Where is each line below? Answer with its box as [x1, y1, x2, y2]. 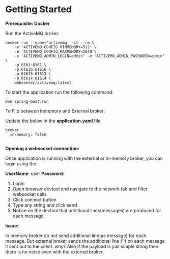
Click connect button [12, 196, 57, 203]
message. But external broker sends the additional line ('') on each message [5, 238, 165, 244]
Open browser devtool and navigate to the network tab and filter [12, 186, 148, 192]
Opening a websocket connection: [5, 145, 80, 151]
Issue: [5, 222, 19, 228]
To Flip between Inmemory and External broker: [5, 108, 105, 114]
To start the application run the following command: [5, 89, 114, 95]
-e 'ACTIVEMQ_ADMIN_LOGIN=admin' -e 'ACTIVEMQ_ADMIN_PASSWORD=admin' [14, 53, 165, 59]
